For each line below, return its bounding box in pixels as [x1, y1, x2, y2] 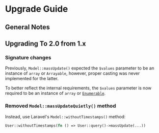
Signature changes [5, 54, 52, 61]
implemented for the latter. [5, 76, 59, 82]
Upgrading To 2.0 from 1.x [5, 39, 86, 47]
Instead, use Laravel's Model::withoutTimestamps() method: [5, 113, 126, 119]
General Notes [5, 23, 50, 31]
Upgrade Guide [5, 3, 68, 15]
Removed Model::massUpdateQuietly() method [5, 103, 116, 110]
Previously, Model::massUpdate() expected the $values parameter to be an [5, 65, 155, 71]
